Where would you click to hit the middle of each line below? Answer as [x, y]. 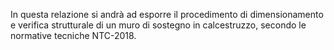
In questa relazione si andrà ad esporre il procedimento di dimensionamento [167, 14]
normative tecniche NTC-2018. [73, 35]
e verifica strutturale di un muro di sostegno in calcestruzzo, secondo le [158, 25]
